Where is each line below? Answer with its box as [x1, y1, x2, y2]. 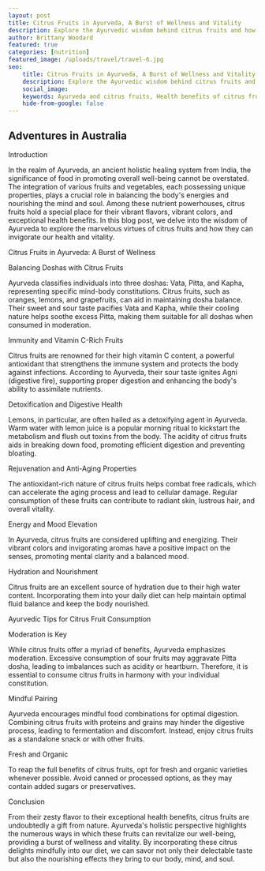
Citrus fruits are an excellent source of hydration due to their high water [8, 582, 241, 591]
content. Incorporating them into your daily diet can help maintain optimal [8, 590, 247, 600]
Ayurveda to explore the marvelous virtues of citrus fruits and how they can [8, 223, 254, 233]
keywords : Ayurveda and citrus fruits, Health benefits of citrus [22, 92, 245, 100]
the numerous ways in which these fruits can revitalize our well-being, [8, 828, 237, 838]
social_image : [22, 84, 69, 93]
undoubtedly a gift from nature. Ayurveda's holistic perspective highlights [8, 820, 247, 830]
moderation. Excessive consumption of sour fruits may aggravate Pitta [8, 653, 237, 663]
